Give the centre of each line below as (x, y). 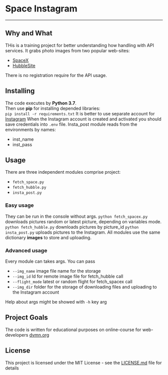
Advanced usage (26, 250)
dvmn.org (39, 335)
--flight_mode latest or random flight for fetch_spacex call (72, 281)
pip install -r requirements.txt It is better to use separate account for (80, 113)
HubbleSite (24, 65)
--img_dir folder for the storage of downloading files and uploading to (84, 287)
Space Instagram (41, 9)
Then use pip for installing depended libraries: (53, 108)
